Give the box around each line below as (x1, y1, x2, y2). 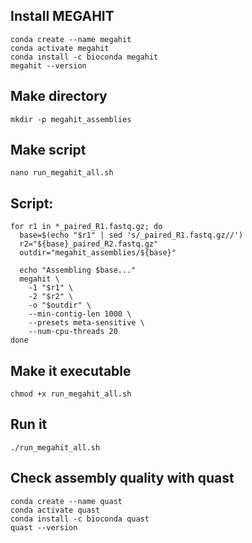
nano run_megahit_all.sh (10, 168, 114, 178)
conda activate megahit (10, 43, 110, 53)
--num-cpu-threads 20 (28, 327, 118, 337)
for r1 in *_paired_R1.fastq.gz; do (10, 222, 163, 232)
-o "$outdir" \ (28, 300, 92, 311)
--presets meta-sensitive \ (28, 318, 145, 328)
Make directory (10, 88, 108, 105)
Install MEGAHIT (10, 8, 115, 25)
